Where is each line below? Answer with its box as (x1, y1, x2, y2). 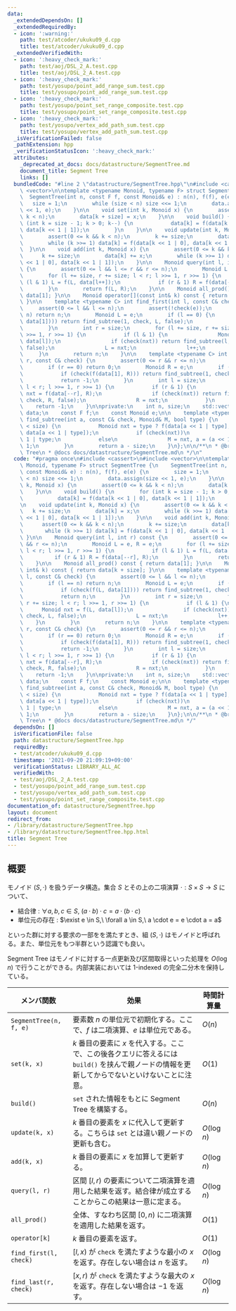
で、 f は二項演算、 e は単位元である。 (72, 1025, 195, 1035)
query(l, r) (11, 1186, 51, 1194)
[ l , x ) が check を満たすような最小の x (72, 1247, 194, 1257)
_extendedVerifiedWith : (13, 50, 83, 57)
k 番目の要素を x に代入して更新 (72, 1117, 178, 1127)
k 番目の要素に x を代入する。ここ (72, 1038, 185, 1048)
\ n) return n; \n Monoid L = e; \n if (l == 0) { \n (20, 311, 216, 319)
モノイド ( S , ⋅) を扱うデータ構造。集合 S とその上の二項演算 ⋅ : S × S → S (7, 883, 218, 891)
